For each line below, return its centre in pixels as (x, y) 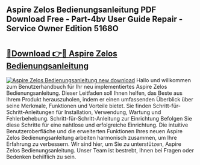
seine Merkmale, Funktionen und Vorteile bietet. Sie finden (79, 106)
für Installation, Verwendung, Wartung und (108, 112)
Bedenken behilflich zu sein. (41, 157)
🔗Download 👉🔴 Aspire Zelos (62, 53)
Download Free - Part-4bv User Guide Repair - (95, 19)
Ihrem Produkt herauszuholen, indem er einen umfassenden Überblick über (100, 99)
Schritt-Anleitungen (30, 112)
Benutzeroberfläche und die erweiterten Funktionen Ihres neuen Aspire (94, 131)
